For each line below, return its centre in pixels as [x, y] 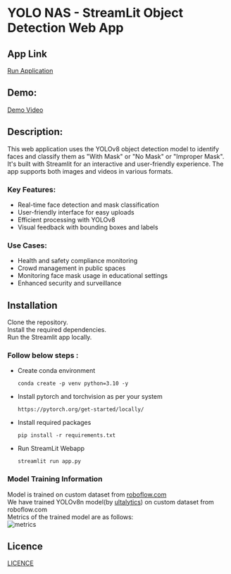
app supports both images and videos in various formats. [90, 171]
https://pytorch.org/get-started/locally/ [81, 409]
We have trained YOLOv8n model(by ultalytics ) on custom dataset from [111, 502]
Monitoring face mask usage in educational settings [92, 276]
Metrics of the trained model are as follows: [70, 517]
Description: [35, 132]
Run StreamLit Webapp [51, 449]
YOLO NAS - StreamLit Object [95, 13]
